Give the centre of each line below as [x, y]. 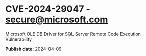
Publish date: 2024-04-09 [33, 49]
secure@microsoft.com [57, 20]
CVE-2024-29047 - [48, 9]
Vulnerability [19, 39]
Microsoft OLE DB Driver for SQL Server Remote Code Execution [73, 34]
